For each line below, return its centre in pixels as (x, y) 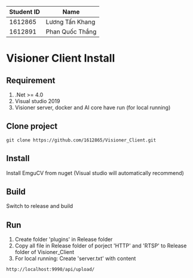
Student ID (25, 12)
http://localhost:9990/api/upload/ (50, 270)
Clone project (32, 126)
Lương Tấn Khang (71, 22)
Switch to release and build (40, 206)
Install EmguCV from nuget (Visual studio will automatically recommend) (95, 173)
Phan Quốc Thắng (71, 31)
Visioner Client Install (61, 58)
